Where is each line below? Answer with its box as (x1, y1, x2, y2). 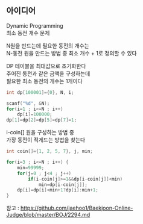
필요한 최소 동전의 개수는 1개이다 (6, 77, 83, 84)
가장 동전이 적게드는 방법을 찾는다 (6, 136, 86, 143)
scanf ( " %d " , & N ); (6, 100, 50, 107)
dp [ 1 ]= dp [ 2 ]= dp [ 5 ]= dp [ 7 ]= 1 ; (6, 117, 77, 123)
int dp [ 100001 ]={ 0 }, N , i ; (6, 89, 74, 95)
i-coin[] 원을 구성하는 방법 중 (6, 129, 74, 136)
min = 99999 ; (17, 164, 45, 170)
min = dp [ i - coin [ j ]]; (38, 181, 87, 188)
